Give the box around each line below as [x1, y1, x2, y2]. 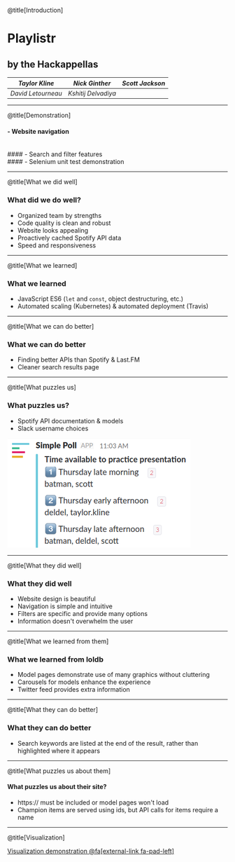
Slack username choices [17, 424, 89, 432]
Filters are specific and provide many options [17, 609, 148, 617]
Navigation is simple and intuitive [17, 602, 113, 610]
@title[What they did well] [7, 561, 82, 570]
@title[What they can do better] [7, 706, 99, 714]
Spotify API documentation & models [17, 416, 124, 425]
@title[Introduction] [7, 6, 64, 14]
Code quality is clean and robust [17, 219, 111, 227]
